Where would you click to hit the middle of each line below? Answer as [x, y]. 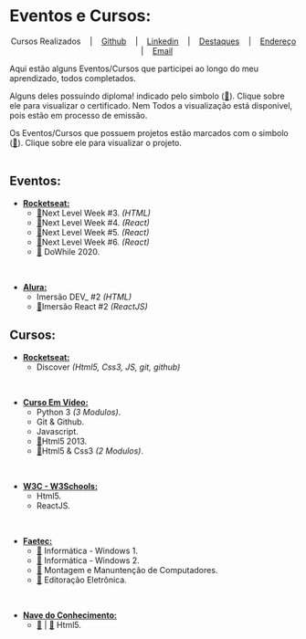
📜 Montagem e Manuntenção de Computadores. [127, 570]
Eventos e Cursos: [80, 16]
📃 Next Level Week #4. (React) [93, 222]
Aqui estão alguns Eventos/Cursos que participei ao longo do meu [134, 68]
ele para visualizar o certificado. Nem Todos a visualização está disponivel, [151, 105]
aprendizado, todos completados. [73, 78]
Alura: [35, 287]
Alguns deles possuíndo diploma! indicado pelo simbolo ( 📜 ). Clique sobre [147, 96]
